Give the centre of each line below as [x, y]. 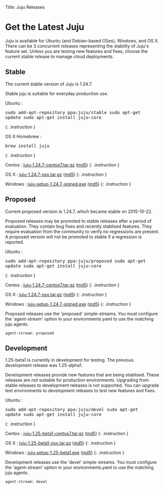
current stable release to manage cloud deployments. [60, 56]
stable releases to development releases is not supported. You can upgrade [82, 385]
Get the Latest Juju [45, 27]
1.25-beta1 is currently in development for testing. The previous [69, 360]
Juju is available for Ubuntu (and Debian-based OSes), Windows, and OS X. [82, 41]
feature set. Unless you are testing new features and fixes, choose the [77, 51]
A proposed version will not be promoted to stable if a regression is [73, 237]
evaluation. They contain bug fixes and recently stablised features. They [79, 226]
